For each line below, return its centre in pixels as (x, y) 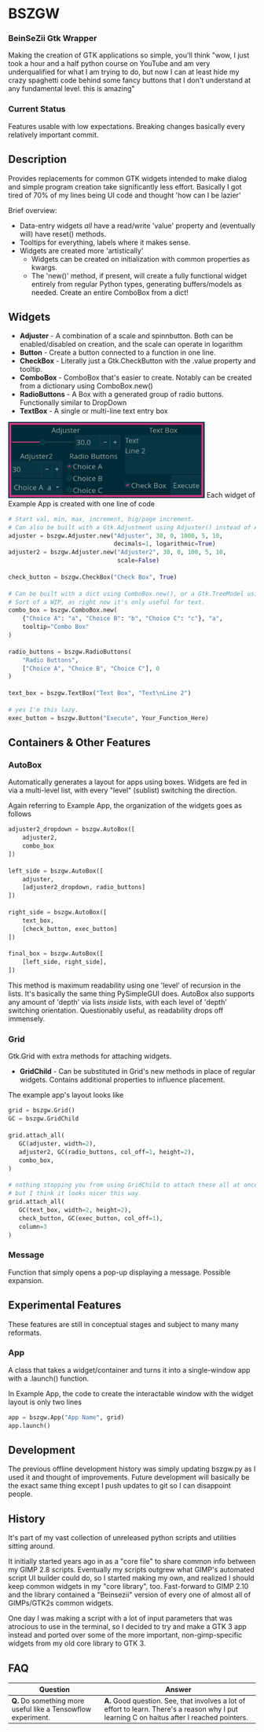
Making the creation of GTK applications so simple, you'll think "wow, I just (129, 55)
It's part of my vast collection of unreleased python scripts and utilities (122, 1538)
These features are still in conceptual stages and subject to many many (124, 1324)
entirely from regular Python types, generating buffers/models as (136, 284)
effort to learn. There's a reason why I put (171, 1709)
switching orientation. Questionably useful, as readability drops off (116, 1010)
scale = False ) (138, 561)
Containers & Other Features (79, 743)
